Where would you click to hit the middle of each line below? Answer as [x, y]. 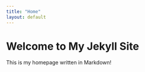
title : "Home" [24, 12]
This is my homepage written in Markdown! [59, 63]
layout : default [26, 17]
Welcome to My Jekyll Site [72, 46]
